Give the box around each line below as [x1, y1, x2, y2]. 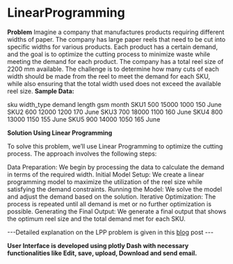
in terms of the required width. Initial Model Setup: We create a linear [7, 170, 204, 179]
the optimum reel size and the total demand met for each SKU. [7, 214, 186, 223]
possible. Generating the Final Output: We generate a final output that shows [7, 207, 227, 215]
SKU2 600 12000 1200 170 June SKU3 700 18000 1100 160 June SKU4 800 [7, 108, 223, 116]
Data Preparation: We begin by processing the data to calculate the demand [7, 163, 225, 171]
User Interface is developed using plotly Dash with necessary [7, 241, 189, 249]
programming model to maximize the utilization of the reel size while [7, 177, 203, 185]
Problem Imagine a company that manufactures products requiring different [7, 28, 225, 36]
